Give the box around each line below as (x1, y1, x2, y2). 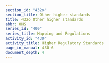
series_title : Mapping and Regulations (5, 31, 91, 36)
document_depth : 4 (5, 50, 45, 55)
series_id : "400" (5, 26, 42, 31)
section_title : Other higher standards (5, 12, 91, 17)
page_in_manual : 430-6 (5, 45, 54, 50)
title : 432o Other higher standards (5, 17, 83, 22)
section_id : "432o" (5, 7, 47, 13)
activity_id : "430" (5, 36, 47, 41)
